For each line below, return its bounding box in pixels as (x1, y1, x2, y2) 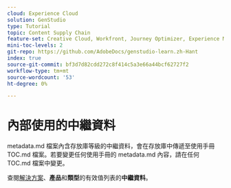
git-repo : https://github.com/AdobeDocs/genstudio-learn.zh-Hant (7, 49, 198, 56)
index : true (7, 55, 41, 62)
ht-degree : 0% (7, 80, 48, 87)
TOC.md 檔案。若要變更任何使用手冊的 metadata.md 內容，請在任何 (7, 150, 199, 158)
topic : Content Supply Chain (7, 29, 91, 36)
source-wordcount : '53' (7, 73, 76, 81)
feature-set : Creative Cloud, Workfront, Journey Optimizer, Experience (7, 36, 220, 43)
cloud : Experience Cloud (7, 10, 78, 17)
